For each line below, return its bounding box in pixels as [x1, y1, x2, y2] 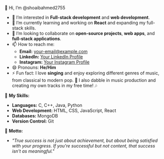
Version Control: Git [11, 118, 54, 124]
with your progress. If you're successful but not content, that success [11, 143, 156, 148]
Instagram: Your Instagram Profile [19, 59, 90, 65]
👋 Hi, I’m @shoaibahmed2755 [4, 5, 65, 10]
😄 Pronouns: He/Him [11, 64, 56, 70]
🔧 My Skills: [4, 92, 30, 98]
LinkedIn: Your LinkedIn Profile [19, 54, 83, 59]
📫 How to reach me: [11, 41, 55, 47]
